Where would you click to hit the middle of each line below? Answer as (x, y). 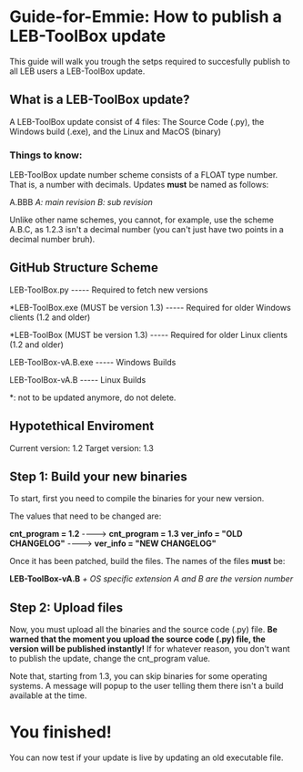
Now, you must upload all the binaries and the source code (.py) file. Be (143, 630)
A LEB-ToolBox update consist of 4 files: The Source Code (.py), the (137, 121)
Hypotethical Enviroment (82, 426)
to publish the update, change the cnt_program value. (110, 659)
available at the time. (48, 695)
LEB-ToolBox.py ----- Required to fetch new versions (109, 290)
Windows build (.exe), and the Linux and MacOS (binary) (115, 131)
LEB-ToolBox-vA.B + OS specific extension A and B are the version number (151, 579)
